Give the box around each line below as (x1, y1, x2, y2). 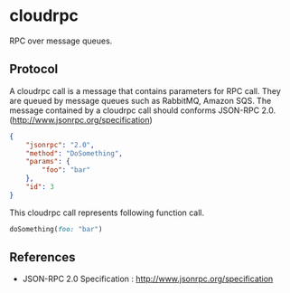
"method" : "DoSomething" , (25, 148, 124, 158)
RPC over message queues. (9, 35, 113, 46)
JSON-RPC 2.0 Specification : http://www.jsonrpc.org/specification (22, 273, 274, 285)
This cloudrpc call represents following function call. (9, 207, 205, 218)
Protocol (9, 61, 59, 77)
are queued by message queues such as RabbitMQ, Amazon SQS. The (9, 95, 272, 106)
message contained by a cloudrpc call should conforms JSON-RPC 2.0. (9, 105, 276, 116)
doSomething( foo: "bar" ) (9, 224, 103, 233)
